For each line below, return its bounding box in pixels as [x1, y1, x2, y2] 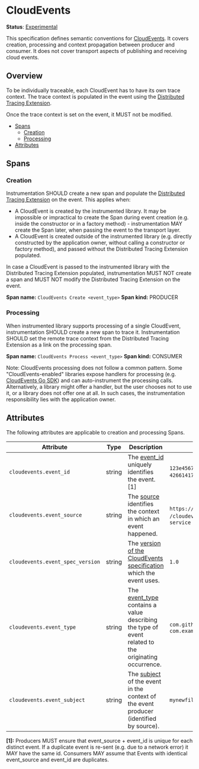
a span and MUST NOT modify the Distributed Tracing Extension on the [6, 276, 181, 283]
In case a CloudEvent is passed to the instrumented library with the [6, 263, 170, 270]
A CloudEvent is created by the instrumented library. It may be [14, 207, 167, 215]
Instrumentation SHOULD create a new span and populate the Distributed [6, 190, 185, 197]
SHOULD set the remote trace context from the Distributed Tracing [6, 335, 169, 342]
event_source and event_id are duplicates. [6, 756, 110, 763]
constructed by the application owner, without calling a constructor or [14, 239, 185, 247]
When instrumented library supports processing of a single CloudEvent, [6, 322, 181, 329]
